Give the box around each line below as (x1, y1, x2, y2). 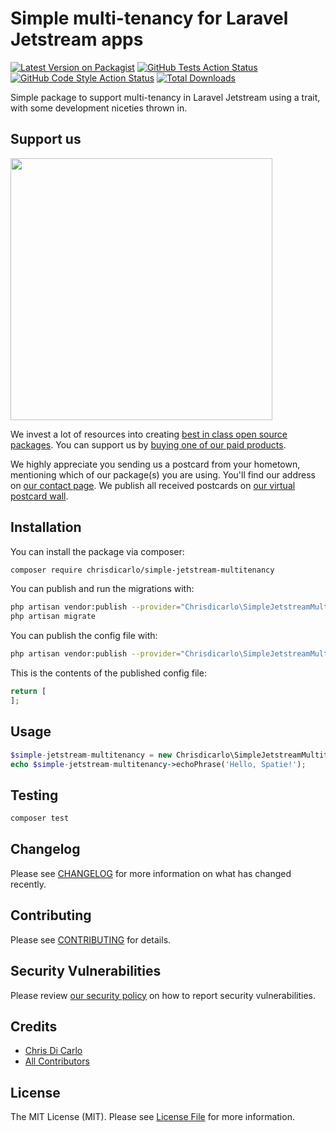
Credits (10, 1018, 58, 1035)
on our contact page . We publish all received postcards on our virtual (10, 479, 296, 491)
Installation (10, 519, 82, 536)
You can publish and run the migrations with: (10, 583, 195, 595)
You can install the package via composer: (10, 545, 185, 557)
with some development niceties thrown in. (10, 102, 188, 114)
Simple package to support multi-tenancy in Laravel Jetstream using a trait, (10, 91, 321, 103)
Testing (10, 787, 59, 804)
